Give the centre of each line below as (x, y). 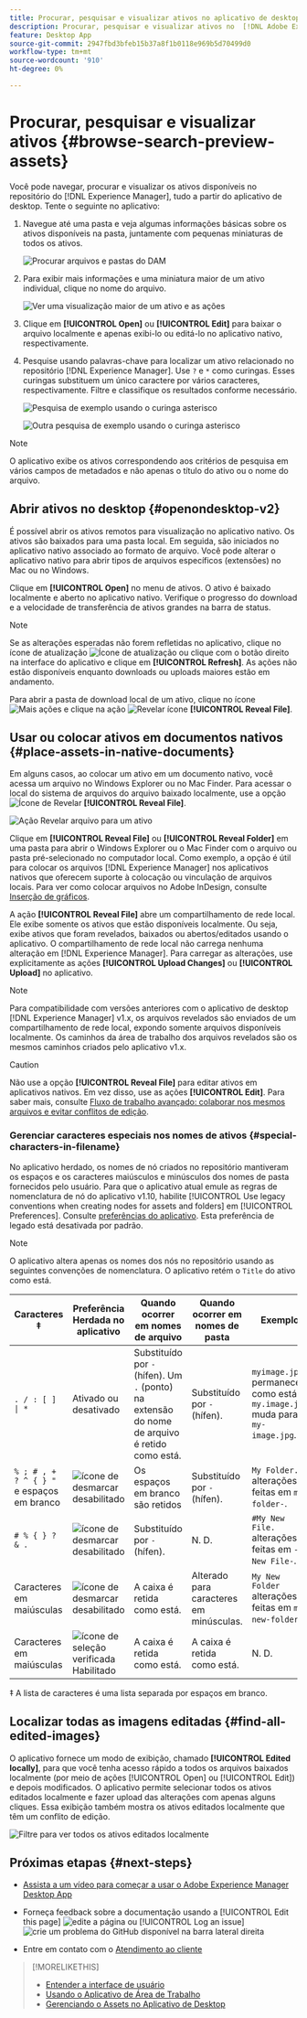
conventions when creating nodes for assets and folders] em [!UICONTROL (151, 1206)
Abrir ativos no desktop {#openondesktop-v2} (145, 509)
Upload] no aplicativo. (51, 973)
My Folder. (275, 1470)
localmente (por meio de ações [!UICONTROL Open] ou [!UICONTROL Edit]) (152, 1777)
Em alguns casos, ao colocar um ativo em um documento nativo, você (142, 774)
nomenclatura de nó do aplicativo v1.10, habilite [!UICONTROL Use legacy (148, 1196)
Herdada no (99, 1320)
